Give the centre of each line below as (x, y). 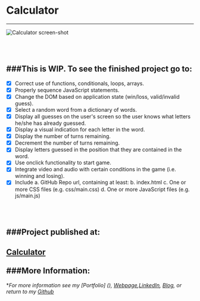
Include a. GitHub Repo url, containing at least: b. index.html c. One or (100, 183)
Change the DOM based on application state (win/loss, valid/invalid (97, 96)
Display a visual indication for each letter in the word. (80, 130)
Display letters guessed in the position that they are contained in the (98, 150)
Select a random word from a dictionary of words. (76, 109)
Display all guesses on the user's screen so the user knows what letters (103, 116)
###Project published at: (53, 232)
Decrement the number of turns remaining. (67, 143)
